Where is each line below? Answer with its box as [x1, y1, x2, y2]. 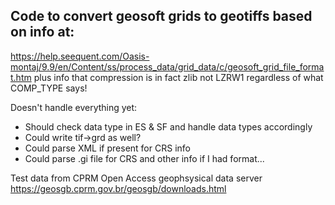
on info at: [10, 24, 75, 41]
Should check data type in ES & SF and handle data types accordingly [24, 120, 313, 133]
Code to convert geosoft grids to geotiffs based [10, 8, 313, 25]
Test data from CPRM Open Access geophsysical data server [10, 172, 263, 184]
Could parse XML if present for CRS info [24, 142, 191, 154]
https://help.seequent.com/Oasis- [10, 50, 150, 62]
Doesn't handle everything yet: [10, 101, 138, 113]
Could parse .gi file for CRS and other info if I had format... [24, 152, 265, 164]
